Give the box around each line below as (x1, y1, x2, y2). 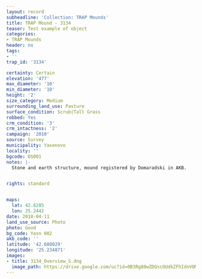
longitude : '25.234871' (6, 247, 66, 253)
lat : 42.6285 (11, 202, 44, 209)
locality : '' (6, 148, 39, 154)
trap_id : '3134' (6, 59, 47, 65)
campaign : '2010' (6, 131, 50, 137)
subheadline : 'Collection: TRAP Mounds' (6, 14, 109, 20)
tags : (6, 48, 20, 54)
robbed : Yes (6, 115, 36, 121)
